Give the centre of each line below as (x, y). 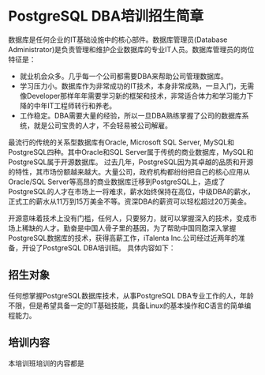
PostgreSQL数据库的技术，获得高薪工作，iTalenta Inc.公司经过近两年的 (123, 238)
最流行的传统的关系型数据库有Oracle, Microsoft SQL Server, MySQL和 (121, 142)
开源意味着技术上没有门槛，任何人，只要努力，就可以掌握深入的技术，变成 (129, 218)
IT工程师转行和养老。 (82, 105)
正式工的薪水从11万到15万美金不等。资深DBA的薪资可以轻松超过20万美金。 (129, 201)
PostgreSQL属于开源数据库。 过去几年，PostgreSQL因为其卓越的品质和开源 (131, 162)
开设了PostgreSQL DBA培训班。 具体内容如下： (99, 247)
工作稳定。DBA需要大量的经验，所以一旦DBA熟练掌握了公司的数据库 (131, 115)
